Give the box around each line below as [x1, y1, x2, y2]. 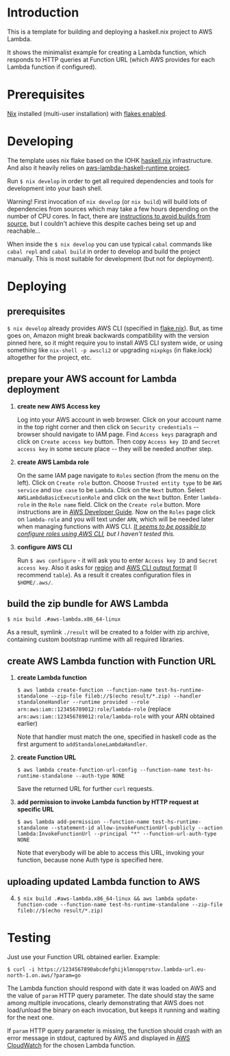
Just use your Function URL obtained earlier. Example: [7, 953, 160, 961]
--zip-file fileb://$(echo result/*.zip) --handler [51, 693, 202, 700]
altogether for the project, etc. [7, 353, 92, 361]
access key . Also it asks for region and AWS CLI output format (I [16, 563, 197, 571]
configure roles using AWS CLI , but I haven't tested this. [16, 529, 175, 538]
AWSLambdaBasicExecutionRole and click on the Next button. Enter [16, 493, 199, 501]
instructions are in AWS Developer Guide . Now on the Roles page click [16, 507, 216, 516]
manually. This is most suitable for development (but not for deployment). [7, 254, 214, 262]
